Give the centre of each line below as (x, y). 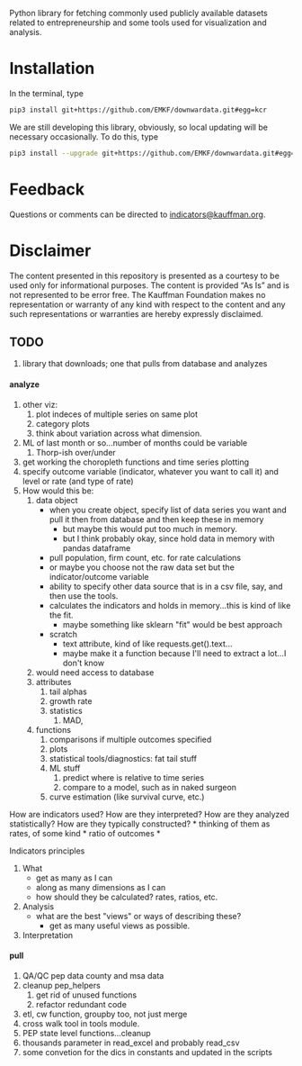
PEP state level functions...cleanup (86, 1033)
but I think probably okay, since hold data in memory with (169, 538)
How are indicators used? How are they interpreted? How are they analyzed (149, 814)
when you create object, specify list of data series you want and (168, 510)
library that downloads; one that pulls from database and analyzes (145, 364)
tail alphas (68, 691)
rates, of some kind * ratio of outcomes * (85, 833)
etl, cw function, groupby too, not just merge (105, 1014)
